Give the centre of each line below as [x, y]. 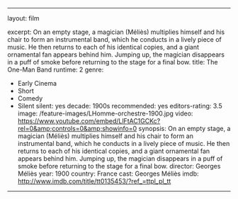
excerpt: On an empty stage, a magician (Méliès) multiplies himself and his [116, 32]
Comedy [30, 98]
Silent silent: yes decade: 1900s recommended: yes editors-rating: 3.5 [120, 106]
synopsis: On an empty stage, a [185, 129]
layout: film [24, 18]
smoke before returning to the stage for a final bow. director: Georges [119, 166]
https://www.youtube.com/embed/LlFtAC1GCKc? [89, 121]
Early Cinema [37, 83]
